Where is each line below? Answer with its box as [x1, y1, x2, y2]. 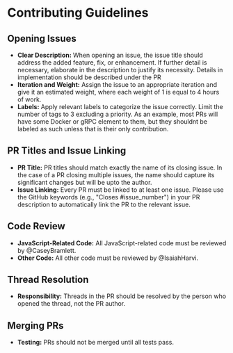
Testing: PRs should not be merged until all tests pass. [17, 338, 175, 347]
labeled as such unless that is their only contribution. [17, 125, 169, 133]
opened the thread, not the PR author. [17, 299, 126, 308]
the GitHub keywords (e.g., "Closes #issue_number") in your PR [17, 192, 200, 201]
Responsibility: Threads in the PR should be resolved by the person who [17, 292, 227, 300]
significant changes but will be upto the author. [17, 178, 152, 186]
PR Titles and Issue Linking [7, 145, 127, 157]
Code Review [7, 220, 66, 232]
